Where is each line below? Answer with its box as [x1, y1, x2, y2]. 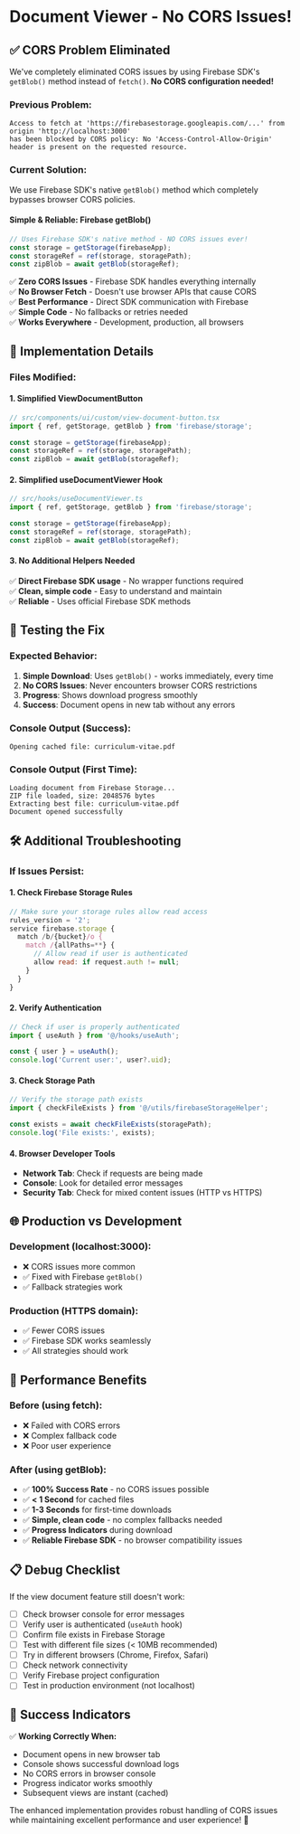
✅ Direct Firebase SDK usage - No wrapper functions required [9, 575, 244, 586]
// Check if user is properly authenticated [9, 1022, 180, 1032]
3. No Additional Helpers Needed [9, 555, 136, 566]
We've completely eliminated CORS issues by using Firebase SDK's [9, 66, 260, 77]
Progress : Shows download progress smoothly [22, 689, 199, 700]
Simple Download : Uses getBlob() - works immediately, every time [22, 670, 274, 681]
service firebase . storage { [9, 924, 116, 933]
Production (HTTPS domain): [9, 1304, 138, 1317]
